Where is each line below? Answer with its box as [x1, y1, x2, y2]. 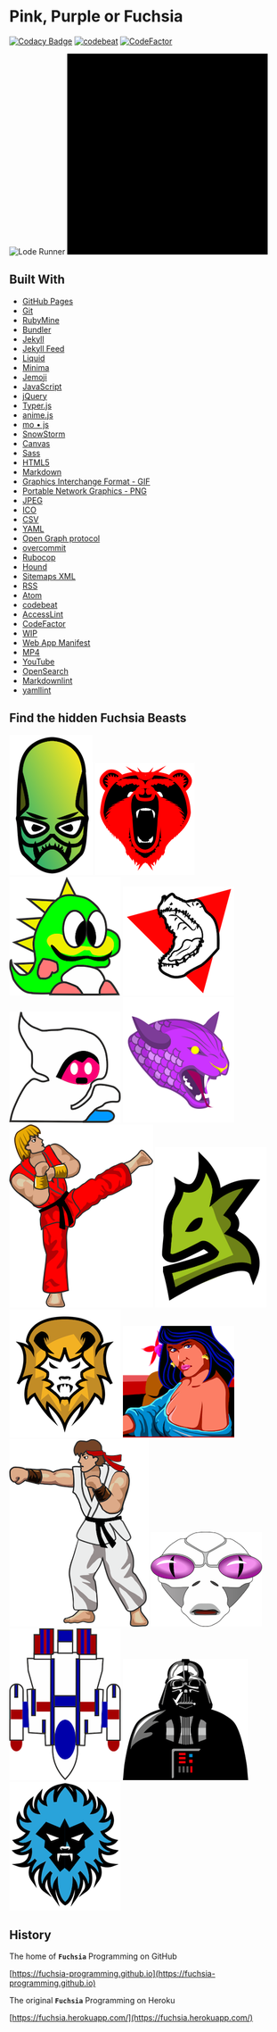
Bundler [21, 324, 52, 335]
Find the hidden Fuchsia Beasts [9, 711, 187, 726]
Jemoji [21, 371, 47, 382]
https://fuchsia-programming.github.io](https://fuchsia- [12, 1969, 216, 1979]
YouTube [21, 656, 55, 667]
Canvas [21, 437, 51, 448]
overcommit [21, 542, 67, 553]
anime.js [21, 409, 53, 421]
